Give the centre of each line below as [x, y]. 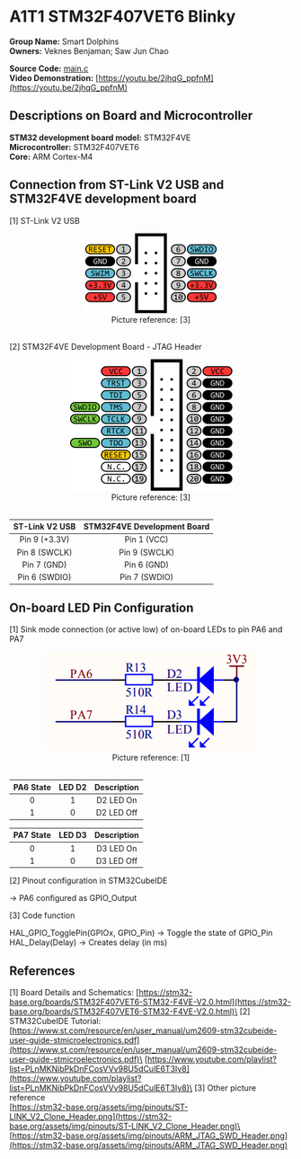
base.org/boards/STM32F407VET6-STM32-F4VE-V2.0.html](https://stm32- [150, 1002]
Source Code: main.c [49, 68]
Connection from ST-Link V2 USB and [117, 185]
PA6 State [32, 787]
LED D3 [73, 835]
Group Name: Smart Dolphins [64, 41]
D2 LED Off [116, 813]
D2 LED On [116, 800]
